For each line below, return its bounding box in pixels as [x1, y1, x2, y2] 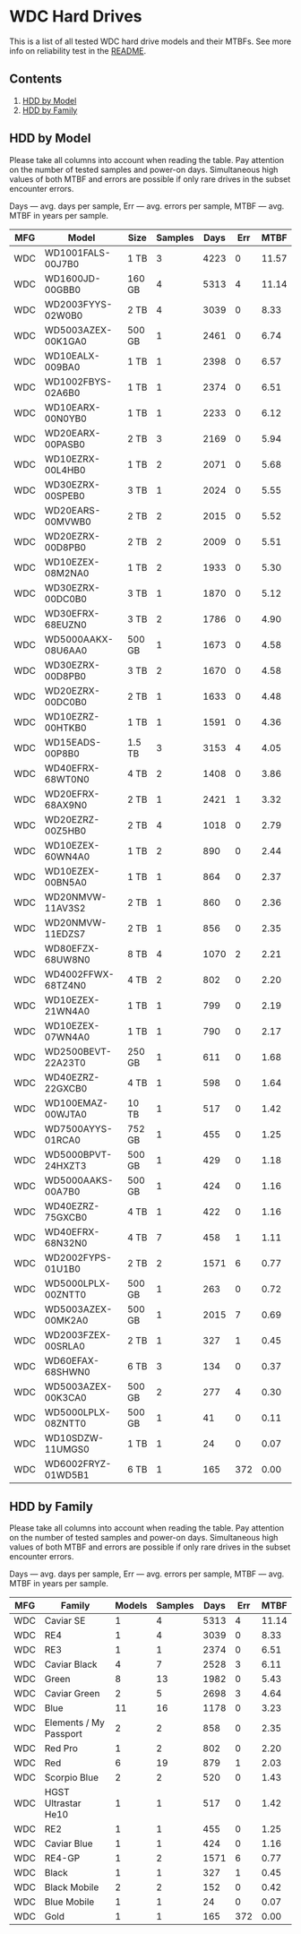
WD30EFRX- [44, 607, 100, 619]
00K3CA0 [44, 1391, 87, 1403]
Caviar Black [44, 1658, 98, 1671]
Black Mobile [44, 1881, 99, 1894]
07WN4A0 [44, 1031, 90, 1043]
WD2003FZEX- [44, 1328, 112, 1341]
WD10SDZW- [44, 1431, 105, 1444]
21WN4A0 [44, 1005, 90, 1017]
